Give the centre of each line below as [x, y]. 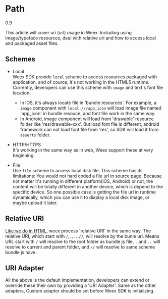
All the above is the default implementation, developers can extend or [77, 280]
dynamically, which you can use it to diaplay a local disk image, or [81, 197]
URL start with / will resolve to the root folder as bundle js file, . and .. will [83, 241]
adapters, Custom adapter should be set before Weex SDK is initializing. [80, 291]
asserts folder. [35, 135]
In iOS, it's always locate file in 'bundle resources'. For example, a [88, 103]
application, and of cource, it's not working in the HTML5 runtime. [81, 82]
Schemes [20, 59]
